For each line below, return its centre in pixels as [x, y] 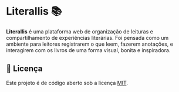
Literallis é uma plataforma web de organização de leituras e [80, 31]
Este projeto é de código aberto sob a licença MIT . [67, 83]
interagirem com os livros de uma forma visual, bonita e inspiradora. [88, 50]
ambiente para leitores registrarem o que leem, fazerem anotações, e [89, 44]
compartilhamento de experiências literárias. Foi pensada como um [87, 38]
